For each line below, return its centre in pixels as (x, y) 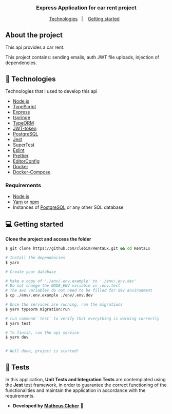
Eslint (18, 150)
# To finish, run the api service (42, 332)
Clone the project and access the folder (48, 239)
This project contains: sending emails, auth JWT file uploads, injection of (82, 57)
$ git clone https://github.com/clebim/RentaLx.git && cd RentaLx (78, 249)
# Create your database (31, 272)
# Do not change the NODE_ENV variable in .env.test (63, 286)
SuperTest (24, 145)
